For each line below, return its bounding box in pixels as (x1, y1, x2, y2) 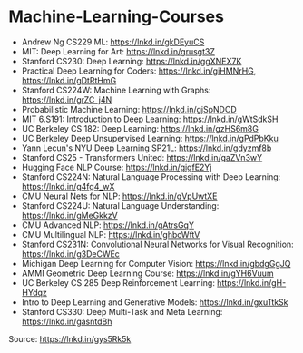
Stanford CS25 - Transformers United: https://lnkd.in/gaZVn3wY (21, 152, 263, 162)
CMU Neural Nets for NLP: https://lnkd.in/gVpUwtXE (21, 191, 218, 201)
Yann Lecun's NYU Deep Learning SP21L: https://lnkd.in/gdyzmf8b (21, 142, 272, 153)
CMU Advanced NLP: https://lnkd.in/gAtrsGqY (21, 220, 194, 230)
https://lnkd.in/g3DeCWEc (21, 248, 120, 260)
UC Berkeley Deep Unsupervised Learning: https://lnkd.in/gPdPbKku (21, 132, 279, 143)
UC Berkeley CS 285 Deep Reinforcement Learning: (21, 277, 215, 288)
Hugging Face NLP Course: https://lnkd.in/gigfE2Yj (21, 162, 212, 172)
